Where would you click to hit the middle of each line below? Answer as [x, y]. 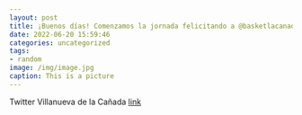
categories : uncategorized [60, 43]
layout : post [34, 18]
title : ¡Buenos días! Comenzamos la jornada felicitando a [122, 26]
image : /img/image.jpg [52, 68]
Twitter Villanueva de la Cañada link [75, 102]
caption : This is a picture [62, 76]
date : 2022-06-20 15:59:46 [60, 34]
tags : [19, 51]
